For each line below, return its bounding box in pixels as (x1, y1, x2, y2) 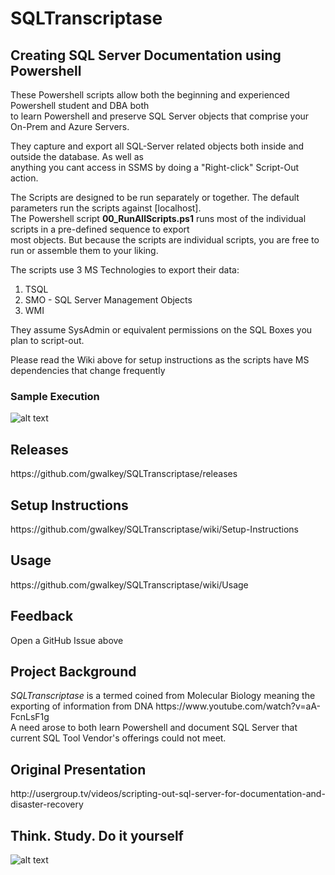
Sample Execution (10, 389, 100, 403)
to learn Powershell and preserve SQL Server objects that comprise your (10, 110, 310, 122)
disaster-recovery (10, 798, 84, 811)
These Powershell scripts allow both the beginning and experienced (10, 89, 290, 101)
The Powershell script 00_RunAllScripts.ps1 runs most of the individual (10, 213, 307, 224)
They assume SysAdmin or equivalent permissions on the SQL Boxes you (10, 324, 313, 336)
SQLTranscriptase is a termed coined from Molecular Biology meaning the (10, 690, 316, 702)
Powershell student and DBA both (10, 100, 150, 111)
